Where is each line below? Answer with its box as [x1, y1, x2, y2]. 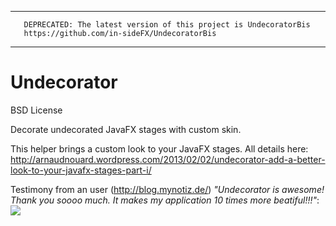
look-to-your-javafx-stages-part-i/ [10, 164, 152, 176]
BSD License [10, 104, 63, 116]
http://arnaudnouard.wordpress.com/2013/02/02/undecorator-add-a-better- [10, 153, 326, 165]
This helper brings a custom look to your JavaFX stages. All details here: [10, 142, 309, 155]
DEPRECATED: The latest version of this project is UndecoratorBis [23, 20, 311, 30]
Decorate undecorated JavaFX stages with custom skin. [10, 123, 242, 135]
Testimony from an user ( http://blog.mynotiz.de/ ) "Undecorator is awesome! [10, 183, 325, 195]
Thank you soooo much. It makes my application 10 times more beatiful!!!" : [10, 194, 320, 206]
